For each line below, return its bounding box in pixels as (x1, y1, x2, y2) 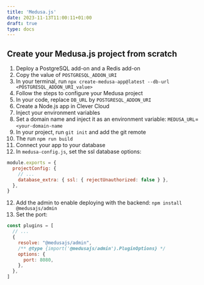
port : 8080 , (23, 257, 54, 263)
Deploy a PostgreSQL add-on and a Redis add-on (15, 65, 141, 72)
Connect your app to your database (15, 142, 106, 149)
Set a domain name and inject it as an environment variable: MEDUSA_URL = (15, 115, 199, 123)
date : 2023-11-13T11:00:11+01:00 (7, 15, 92, 21)
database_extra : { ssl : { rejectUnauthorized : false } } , (18, 176, 169, 183)
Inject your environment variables (15, 109, 100, 117)
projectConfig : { (12, 165, 57, 171)
